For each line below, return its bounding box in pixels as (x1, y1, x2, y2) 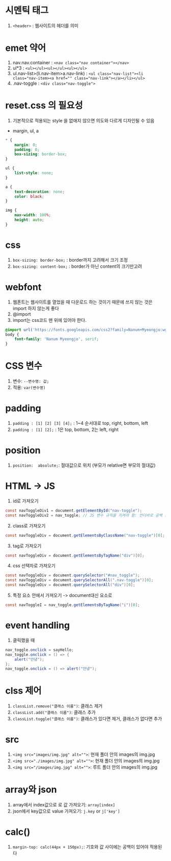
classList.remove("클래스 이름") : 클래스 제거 (12, 703, 103, 709)
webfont (5, 281, 42, 293)
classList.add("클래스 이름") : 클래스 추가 (12, 710, 96, 716)
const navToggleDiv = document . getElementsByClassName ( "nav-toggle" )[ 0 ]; (5, 533, 165, 538)
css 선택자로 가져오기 (12, 563, 56, 569)
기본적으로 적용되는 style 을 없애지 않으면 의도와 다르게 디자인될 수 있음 (12, 117, 155, 123)
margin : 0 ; (14, 142, 38, 147)
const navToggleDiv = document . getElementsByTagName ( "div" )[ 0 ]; (5, 553, 145, 558)
